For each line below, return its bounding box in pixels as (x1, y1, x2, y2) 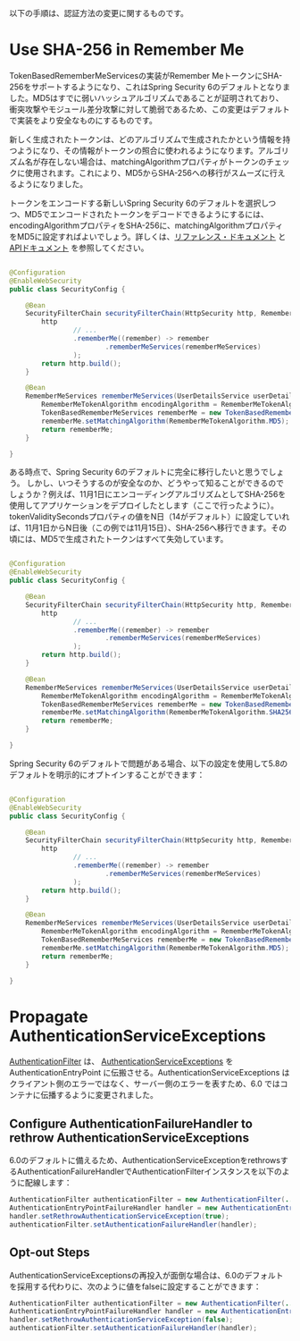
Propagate (9, 1007, 88, 1026)
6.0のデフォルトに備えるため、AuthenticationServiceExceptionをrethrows (9, 1155, 281, 1166)
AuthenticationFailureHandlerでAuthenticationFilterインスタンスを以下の (16, 1166, 283, 1177)
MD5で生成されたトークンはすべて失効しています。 (39, 534, 229, 544)
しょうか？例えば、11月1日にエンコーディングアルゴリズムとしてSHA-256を (9, 489, 287, 500)
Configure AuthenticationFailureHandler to (9, 1116, 253, 1131)
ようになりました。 (16, 178, 87, 190)
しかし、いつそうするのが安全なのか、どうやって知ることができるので (26, 477, 284, 489)
